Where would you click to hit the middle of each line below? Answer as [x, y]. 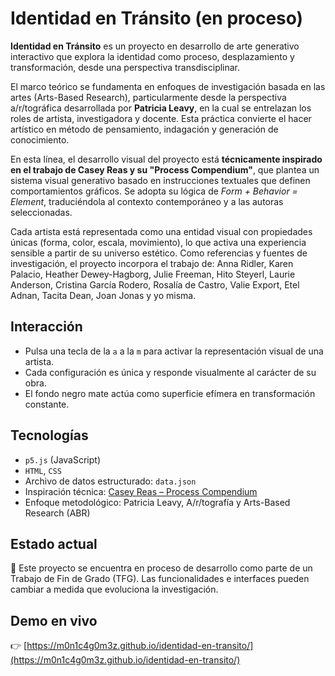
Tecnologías [49, 435]
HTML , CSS [43, 470]
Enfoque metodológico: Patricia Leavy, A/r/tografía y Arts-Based [157, 502]
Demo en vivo [54, 620]
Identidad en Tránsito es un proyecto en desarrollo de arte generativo [155, 46]
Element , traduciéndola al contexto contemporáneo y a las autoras [147, 201]
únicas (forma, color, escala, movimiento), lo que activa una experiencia [158, 242]
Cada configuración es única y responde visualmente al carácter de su [170, 372]
